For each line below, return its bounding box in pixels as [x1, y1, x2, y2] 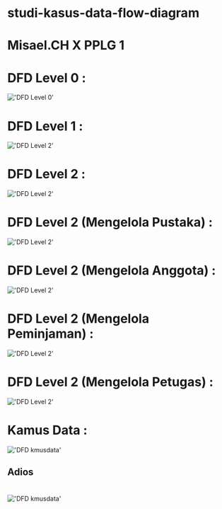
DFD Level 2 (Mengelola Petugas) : [7, 374, 214, 390]
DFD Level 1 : [7, 118, 83, 134]
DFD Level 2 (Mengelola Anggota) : [7, 263, 216, 279]
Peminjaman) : [7, 326, 94, 342]
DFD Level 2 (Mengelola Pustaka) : [7, 215, 214, 231]
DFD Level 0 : [7, 69, 86, 86]
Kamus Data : [7, 423, 88, 438]
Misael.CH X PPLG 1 [7, 38, 125, 54]
